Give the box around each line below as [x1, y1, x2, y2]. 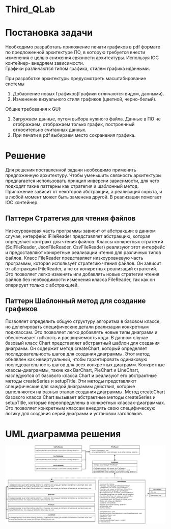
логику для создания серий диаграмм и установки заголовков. [5, 410, 144, 416]
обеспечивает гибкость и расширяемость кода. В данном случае [5, 334, 149, 340]
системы [5, 81, 24, 87]
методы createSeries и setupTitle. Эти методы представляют [5, 377, 136, 384]
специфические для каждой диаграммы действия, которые [5, 383, 135, 389]
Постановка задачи [5, 27, 93, 39]
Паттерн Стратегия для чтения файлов [5, 214, 136, 223]
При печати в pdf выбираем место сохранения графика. [12, 132, 136, 138]
